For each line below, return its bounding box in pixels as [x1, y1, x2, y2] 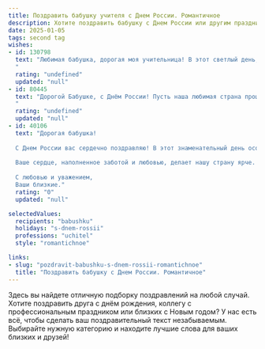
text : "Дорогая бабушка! [15, 129, 97, 137]
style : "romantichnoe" [15, 239, 90, 248]
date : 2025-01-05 [8, 26, 65, 34]
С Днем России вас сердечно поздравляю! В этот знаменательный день [15, 144, 245, 152]
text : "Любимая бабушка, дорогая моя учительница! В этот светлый [15, 56, 238, 64]
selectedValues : [8, 210, 62, 218]
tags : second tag [8, 33, 65, 42]
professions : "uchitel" [15, 232, 93, 240]
